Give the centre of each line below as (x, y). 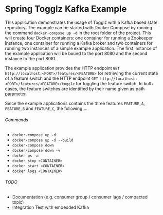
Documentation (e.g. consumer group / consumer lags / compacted (80, 197)
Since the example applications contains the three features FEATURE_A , (75, 103)
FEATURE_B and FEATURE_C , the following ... (46, 108)
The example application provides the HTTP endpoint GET (63, 68)
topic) (18, 202)
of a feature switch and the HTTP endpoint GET (52, 78)
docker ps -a (25, 156)
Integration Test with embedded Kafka (50, 207)
